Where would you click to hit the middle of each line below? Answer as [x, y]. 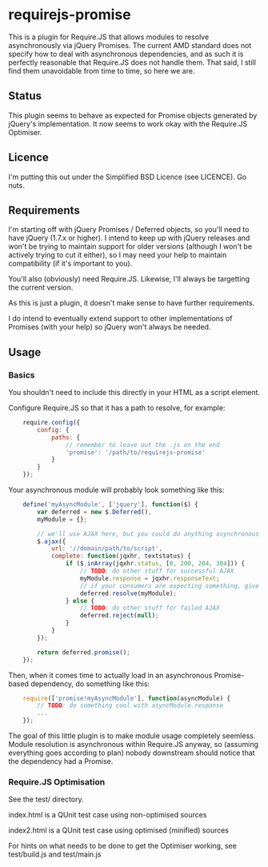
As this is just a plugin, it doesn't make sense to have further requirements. [132, 303]
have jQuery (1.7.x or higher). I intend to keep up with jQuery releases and [129, 238]
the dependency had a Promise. [61, 761]
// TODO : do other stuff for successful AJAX [157, 571]
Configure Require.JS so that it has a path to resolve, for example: [117, 408]
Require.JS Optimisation [57, 781]
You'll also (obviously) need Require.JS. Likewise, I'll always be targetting [129, 279]
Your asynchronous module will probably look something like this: [116, 490]
